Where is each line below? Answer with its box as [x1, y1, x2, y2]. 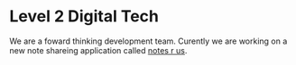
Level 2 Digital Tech [9, 6, 160, 27]
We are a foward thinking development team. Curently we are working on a [9, 36, 288, 46]
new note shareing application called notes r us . [9, 45, 188, 55]
